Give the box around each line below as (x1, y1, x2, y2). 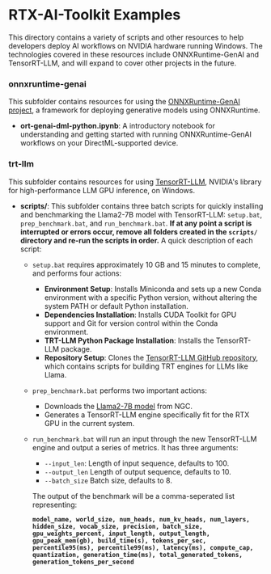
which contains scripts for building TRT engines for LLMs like (44, 361, 248, 371)
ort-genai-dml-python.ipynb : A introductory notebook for (19, 121, 216, 131)
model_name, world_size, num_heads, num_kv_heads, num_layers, (32, 515, 251, 523)
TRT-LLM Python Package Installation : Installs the (44, 336, 214, 345)
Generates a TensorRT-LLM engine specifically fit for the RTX (44, 410, 250, 420)
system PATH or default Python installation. (44, 301, 188, 310)
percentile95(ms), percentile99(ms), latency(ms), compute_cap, (32, 543, 254, 551)
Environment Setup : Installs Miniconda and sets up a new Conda (44, 284, 261, 293)
